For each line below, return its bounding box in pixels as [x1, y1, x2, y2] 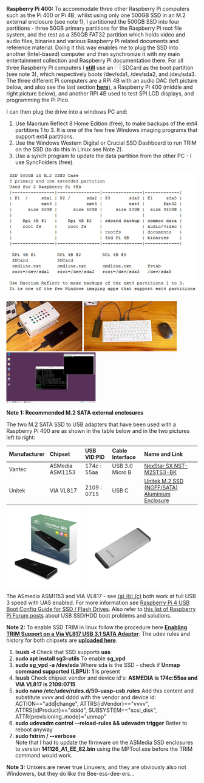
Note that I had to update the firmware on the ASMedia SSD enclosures [15, 739, 194, 746]
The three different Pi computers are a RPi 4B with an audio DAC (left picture [6, 77, 198, 84]
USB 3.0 [112, 462, 134, 470]
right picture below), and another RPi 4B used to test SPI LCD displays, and [6, 90, 194, 97]
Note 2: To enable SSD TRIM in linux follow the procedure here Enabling [6, 624, 188, 631]
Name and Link [144, 450, 183, 458]
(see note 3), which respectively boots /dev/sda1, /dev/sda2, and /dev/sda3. [6, 71, 196, 78]
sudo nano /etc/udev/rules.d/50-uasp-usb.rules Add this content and [15, 687, 194, 694]
